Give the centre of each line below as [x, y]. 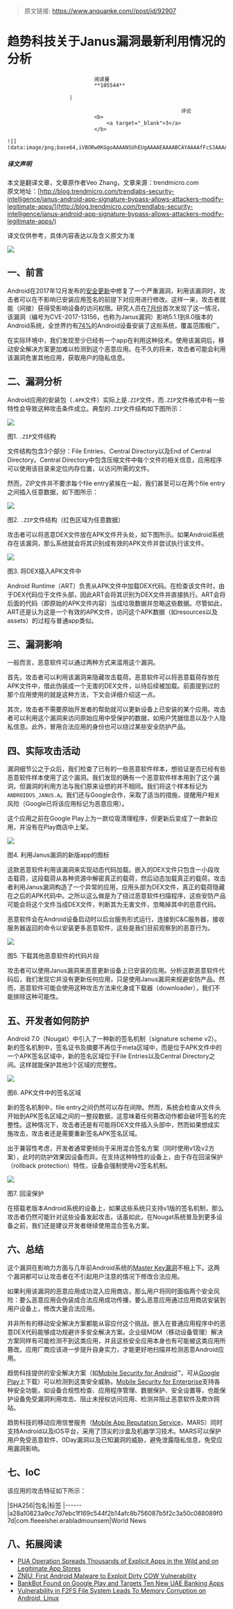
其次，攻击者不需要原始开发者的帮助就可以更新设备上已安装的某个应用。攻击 [116, 709]
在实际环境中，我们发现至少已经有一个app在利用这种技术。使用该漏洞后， [113, 340]
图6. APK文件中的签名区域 [44, 1092]
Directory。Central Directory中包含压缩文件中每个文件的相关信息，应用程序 [115, 460]
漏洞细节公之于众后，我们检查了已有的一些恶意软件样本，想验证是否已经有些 [116, 769]
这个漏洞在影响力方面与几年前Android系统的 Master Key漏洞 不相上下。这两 [114, 1268]
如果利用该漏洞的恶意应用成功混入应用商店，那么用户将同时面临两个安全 [110, 1291]
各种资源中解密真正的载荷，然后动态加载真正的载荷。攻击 [144, 878]
